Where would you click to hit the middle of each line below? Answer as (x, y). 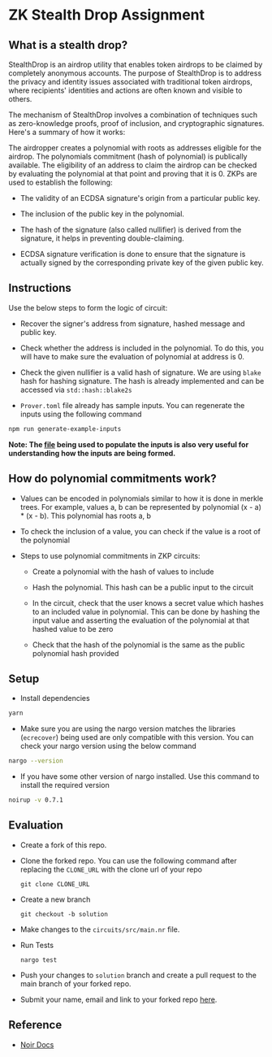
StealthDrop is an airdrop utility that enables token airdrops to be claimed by (136, 64)
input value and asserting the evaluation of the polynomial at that (141, 620)
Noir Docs (37, 1044)
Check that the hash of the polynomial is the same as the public (138, 645)
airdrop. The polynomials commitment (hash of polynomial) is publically (128, 157)
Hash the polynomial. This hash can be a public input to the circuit (143, 587)
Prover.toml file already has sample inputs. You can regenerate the (132, 405)
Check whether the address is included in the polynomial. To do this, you (142, 348)
